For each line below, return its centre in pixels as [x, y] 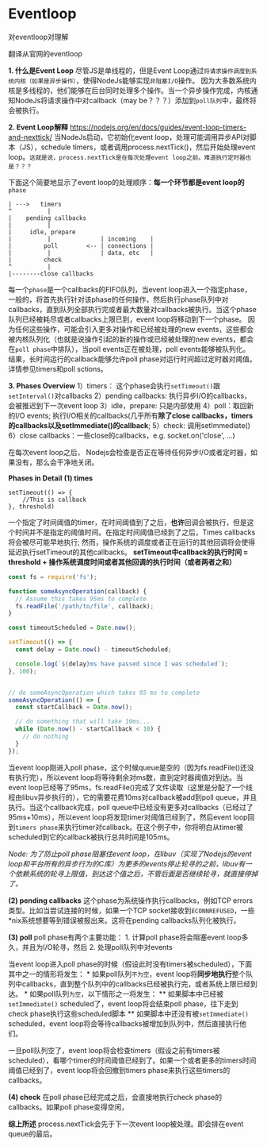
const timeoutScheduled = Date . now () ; [72, 628]
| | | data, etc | [81, 253]
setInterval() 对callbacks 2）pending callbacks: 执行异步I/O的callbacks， [130, 396]
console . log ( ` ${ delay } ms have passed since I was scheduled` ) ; [122, 664]
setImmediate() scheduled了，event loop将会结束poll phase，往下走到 [124, 1003]
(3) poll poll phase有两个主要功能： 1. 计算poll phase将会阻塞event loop [125, 937]
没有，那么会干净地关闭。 [57, 462]
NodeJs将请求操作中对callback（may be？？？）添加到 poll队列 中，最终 [132, 100]
